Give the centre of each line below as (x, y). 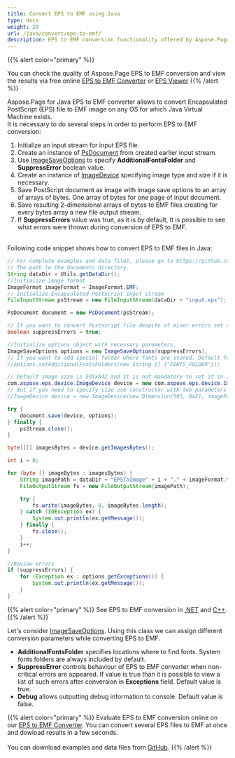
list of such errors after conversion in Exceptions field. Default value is (119, 682)
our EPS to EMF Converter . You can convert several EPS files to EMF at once (117, 725)
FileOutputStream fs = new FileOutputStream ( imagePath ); (105, 486)
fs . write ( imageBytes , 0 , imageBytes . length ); (100, 506)
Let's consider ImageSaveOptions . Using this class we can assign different (115, 630)
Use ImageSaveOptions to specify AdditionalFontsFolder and (106, 160)
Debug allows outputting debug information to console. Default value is (120, 696)
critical (27, 674)
